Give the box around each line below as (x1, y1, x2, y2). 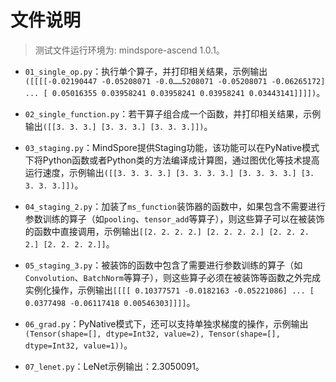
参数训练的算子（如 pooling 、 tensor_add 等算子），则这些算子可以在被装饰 (24, 212, 325, 225)
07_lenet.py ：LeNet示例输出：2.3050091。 (24, 360, 205, 372)
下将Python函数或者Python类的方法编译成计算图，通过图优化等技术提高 (24, 154, 320, 166)
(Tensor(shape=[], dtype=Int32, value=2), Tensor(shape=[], (24, 329, 281, 339)
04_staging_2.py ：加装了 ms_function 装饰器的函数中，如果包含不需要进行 (24, 200, 326, 212)
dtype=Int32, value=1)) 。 (24, 339, 133, 351)
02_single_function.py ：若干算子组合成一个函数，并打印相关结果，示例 (24, 107, 322, 120)
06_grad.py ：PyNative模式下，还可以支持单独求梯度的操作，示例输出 (24, 317, 309, 330)
